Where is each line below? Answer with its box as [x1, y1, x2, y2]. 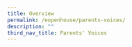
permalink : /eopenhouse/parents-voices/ [7, 17, 126, 23]
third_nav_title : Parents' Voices [7, 29, 108, 37]
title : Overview [7, 10, 54, 17]
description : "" [7, 23, 54, 30]
